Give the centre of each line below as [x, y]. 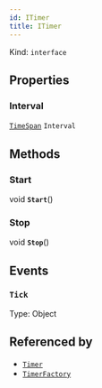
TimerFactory [47, 374]
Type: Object [33, 313]
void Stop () [29, 242]
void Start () [31, 199]
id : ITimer [30, 18]
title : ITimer [36, 26]
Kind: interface [38, 51]
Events [29, 270]
